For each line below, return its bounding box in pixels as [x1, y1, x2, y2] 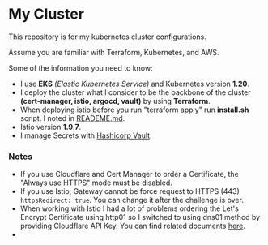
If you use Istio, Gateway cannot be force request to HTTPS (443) [19, 187, 240, 196]
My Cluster [8, 5, 85, 24]
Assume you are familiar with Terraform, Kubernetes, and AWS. [8, 47, 220, 57]
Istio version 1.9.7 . [19, 122, 82, 131]
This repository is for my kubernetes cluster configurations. [8, 32, 206, 41]
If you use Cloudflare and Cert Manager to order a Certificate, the [19, 170, 239, 179]
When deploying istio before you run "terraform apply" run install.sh [19, 105, 249, 114]
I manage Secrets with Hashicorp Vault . [19, 131, 152, 140]
